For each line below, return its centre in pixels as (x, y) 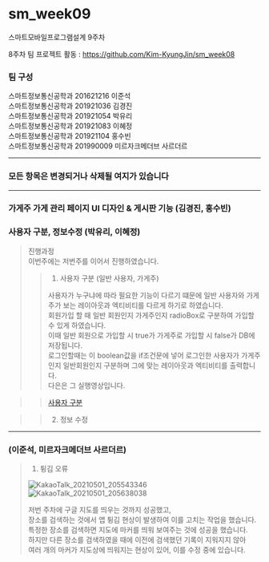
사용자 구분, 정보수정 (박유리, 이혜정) (74, 232)
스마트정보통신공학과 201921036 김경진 (70, 106)
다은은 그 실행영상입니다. (86, 385)
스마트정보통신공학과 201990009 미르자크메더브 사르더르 (98, 146)
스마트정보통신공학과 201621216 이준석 (70, 96)
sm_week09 (50, 14)
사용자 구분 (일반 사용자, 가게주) (109, 278)
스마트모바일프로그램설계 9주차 (57, 37)
